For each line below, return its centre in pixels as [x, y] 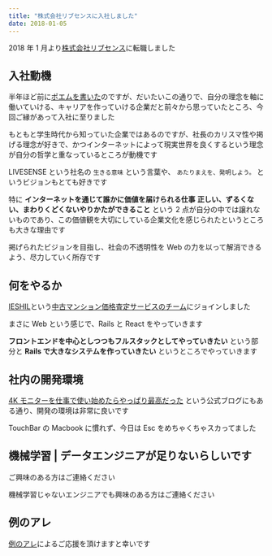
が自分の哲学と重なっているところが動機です [83, 154]
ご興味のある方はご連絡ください [62, 477]
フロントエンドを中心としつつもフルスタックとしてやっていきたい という [130, 341]
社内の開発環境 [46, 379]
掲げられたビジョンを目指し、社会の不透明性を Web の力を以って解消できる [135, 247]
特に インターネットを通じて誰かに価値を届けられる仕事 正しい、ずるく [128, 199]
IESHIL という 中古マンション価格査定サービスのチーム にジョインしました [130, 306]
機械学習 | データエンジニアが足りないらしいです [130, 456]
